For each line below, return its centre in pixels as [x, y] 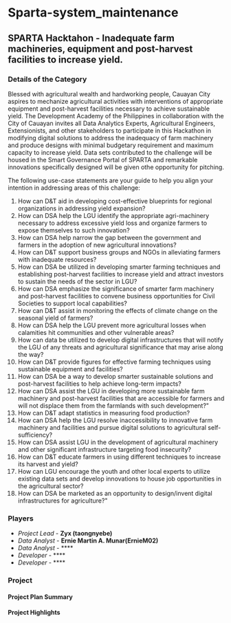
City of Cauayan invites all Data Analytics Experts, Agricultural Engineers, [112, 123]
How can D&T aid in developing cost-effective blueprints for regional [115, 201]
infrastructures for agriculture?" [63, 501]
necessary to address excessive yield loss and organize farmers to [112, 223]
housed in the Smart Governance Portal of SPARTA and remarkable [103, 160]
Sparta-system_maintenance [93, 13]
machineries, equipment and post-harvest [100, 48]
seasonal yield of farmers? [55, 318]
